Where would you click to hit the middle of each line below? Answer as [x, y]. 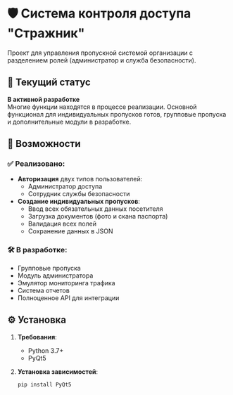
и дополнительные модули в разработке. [69, 122]
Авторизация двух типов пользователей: [80, 179]
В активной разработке [44, 99]
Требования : [37, 337]
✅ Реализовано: [36, 164]
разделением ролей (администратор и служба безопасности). [102, 60]
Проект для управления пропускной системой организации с [100, 53]
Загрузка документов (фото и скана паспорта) [98, 216]
